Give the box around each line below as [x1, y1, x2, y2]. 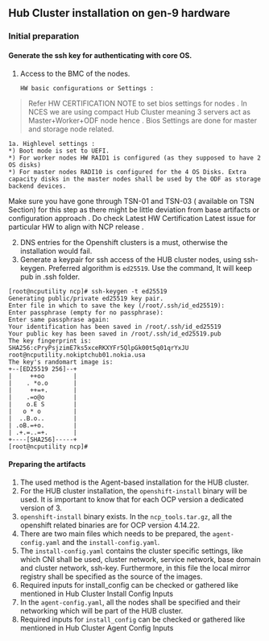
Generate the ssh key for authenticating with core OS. [8, 50, 192, 60]
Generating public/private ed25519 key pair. [8, 294, 163, 302]
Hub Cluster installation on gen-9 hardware [8, 6, 231, 20]
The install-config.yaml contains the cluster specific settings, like [19, 546, 243, 556]
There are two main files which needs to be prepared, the [19, 528, 211, 539]
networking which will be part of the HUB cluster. [19, 606, 184, 615]
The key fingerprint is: [8, 336, 92, 345]
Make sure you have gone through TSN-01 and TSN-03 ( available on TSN [8, 196, 255, 206]
